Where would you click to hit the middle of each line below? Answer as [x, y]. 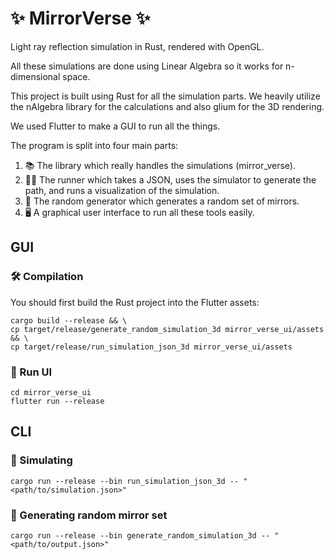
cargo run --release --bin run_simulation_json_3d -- [125, 481]
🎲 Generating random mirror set [89, 515]
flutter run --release [57, 401]
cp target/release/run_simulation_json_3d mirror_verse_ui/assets [151, 347]
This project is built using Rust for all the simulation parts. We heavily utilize [165, 96]
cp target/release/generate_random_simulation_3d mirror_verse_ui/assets [167, 329]
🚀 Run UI [31, 372]
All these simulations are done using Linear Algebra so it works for [147, 66]
